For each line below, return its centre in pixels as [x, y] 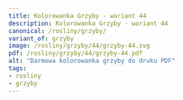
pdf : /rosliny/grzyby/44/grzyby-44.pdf [76, 53]
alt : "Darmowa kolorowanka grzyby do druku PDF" [92, 61]
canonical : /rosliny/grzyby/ [57, 31]
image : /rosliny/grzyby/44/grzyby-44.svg [79, 46]
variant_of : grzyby [41, 38]
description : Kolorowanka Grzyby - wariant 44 [88, 23]
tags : [17, 69]
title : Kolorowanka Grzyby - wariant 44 [78, 16]
